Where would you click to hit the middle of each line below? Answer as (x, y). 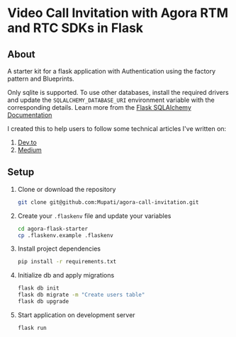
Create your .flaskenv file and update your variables (94, 216)
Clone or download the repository (67, 189)
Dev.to (27, 142)
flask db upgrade (43, 302)
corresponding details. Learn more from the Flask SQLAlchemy (99, 107)
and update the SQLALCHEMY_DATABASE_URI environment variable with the (111, 100)
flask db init (38, 288)
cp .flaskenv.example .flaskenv (65, 235)
